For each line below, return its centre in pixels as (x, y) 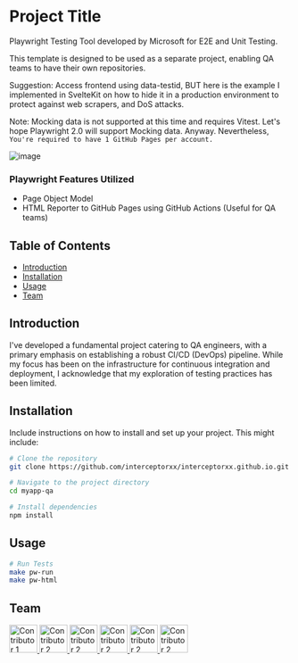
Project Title (55, 17)
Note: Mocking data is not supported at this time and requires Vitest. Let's (145, 121)
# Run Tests (31, 564)
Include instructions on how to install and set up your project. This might (142, 432)
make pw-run (31, 572)
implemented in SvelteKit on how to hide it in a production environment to (144, 95)
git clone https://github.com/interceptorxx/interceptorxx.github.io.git (149, 467)
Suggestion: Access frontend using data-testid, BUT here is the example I (145, 85)
